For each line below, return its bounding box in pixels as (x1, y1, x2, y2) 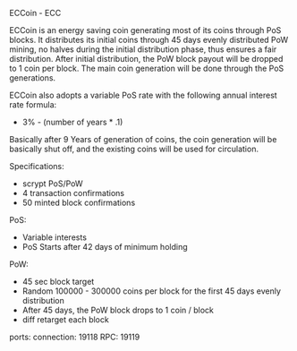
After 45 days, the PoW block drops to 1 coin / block (21, 304, 215, 315)
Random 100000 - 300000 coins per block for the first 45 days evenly (21, 286, 282, 296)
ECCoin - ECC (9, 8, 62, 18)
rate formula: (9, 99, 57, 110)
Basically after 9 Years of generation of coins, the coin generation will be (9, 134, 277, 144)
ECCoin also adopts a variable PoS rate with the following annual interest (9, 90, 277, 100)
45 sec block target (21, 277, 95, 287)
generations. (9, 73, 56, 83)
